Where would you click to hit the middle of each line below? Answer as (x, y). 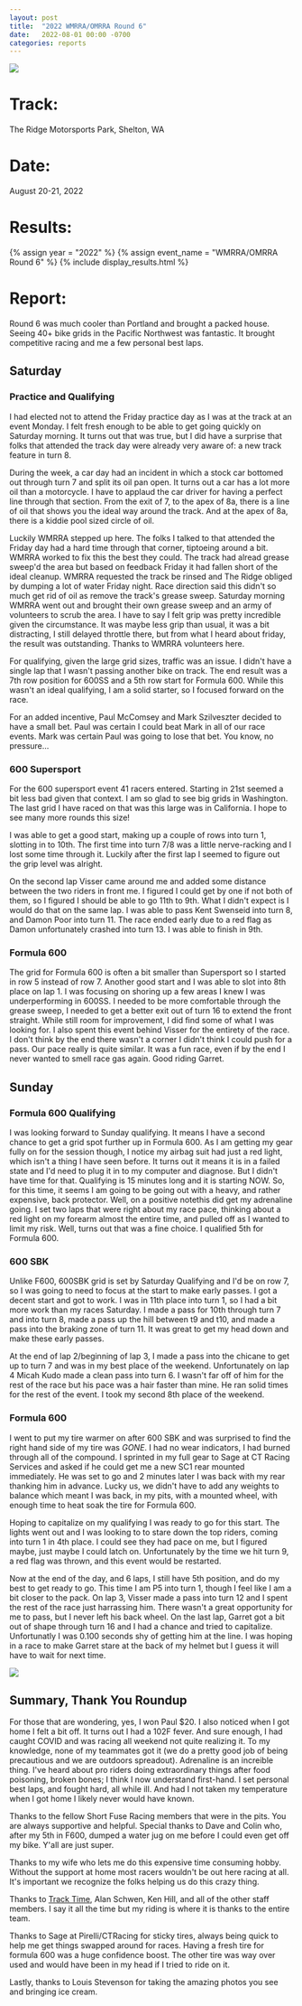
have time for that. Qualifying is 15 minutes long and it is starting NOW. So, (147, 1180)
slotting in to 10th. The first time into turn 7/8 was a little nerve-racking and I (150, 844)
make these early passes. (57, 1339)
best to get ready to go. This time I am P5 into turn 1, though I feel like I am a (151, 1588)
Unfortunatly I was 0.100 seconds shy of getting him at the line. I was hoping (151, 1636)
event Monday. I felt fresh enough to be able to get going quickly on (135, 426)
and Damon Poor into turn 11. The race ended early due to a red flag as (141, 919)
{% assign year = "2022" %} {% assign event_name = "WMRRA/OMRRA (144, 253)
